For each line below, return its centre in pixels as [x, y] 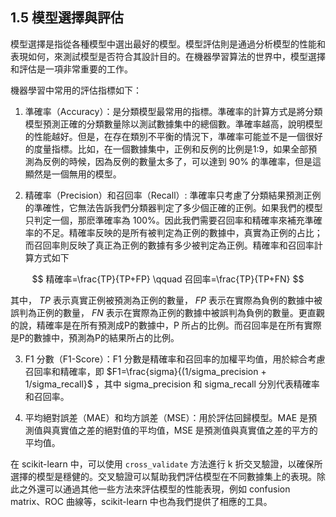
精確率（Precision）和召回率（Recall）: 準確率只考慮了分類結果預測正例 [173, 195]
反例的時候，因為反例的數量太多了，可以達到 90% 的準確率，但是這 [182, 161]
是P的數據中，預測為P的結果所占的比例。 [95, 337]
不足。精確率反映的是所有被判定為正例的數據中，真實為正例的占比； [182, 232]
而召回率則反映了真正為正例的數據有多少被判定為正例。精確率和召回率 [169, 245]
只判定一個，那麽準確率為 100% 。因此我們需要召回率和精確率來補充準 [169, 220]
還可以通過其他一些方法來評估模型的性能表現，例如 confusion [163, 489]
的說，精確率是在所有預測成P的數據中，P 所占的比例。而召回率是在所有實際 [166, 325]
